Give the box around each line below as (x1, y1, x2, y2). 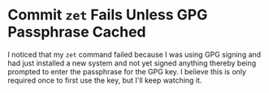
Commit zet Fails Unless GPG (7, 6, 208, 24)
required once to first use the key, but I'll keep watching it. (7, 75, 202, 85)
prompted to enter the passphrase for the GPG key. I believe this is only (7, 66, 247, 76)
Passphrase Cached (7, 23, 146, 41)
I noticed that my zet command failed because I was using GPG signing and (7, 49, 262, 59)
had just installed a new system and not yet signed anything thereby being (7, 58, 257, 68)
